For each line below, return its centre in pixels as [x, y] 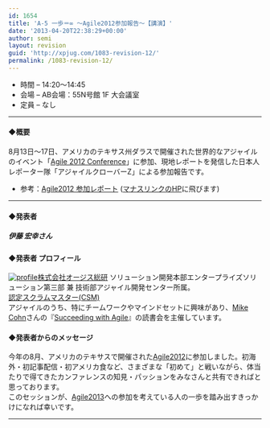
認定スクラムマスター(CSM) [54, 298]
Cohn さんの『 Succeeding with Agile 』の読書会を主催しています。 [117, 318]
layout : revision [37, 46]
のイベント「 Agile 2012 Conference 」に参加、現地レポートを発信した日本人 [134, 162]
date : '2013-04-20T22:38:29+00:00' [68, 31]
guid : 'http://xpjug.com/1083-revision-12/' [84, 53]
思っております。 [36, 387]
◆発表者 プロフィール [45, 257]
